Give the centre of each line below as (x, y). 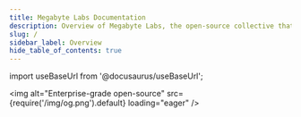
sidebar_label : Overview (56, 42)
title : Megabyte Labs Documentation (77, 17)
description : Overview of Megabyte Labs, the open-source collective (142, 26)
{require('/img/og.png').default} (68, 103)
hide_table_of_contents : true (66, 51)
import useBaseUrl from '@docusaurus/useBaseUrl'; (106, 76)
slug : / (24, 34)
